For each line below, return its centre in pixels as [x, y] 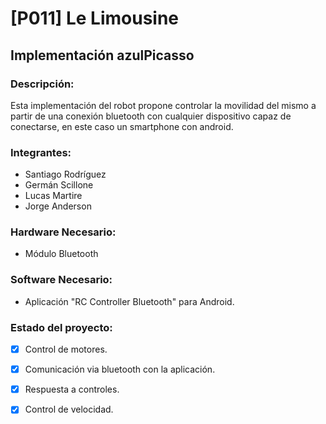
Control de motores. [66, 349]
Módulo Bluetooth [61, 254]
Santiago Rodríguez [65, 174]
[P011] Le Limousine [95, 18]
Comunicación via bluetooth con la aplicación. [120, 369]
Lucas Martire [53, 196]
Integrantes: [41, 152]
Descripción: [42, 84]
